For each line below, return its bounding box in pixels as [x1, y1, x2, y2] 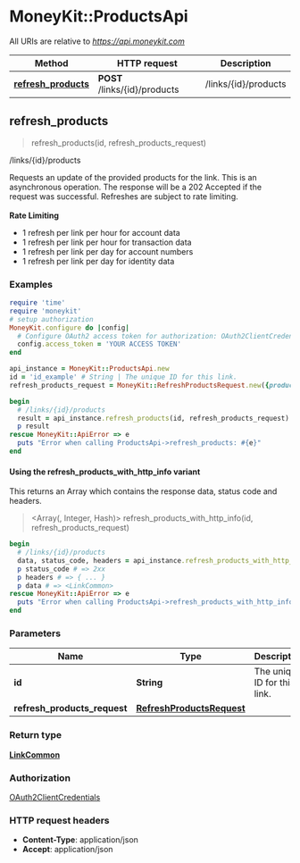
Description [220, 56, 271, 69]
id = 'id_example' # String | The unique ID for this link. [9, 373, 238, 381]
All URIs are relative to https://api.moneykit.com [9, 36, 185, 46]
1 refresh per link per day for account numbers [21, 246, 194, 256]
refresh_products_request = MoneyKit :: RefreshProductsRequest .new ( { [9, 381, 270, 390]
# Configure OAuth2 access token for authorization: [17, 331, 218, 340]
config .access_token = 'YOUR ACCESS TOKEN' [17, 339, 181, 349]
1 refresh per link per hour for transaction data [21, 237, 192, 247]
